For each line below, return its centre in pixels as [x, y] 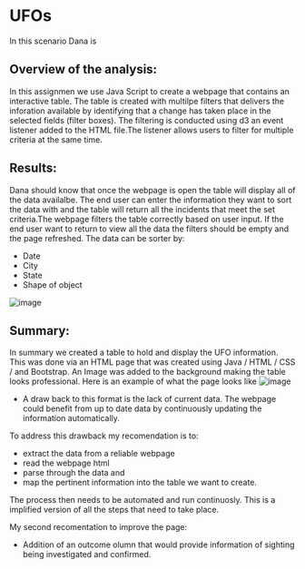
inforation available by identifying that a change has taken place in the [140, 111]
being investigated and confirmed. [87, 554]
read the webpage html [66, 463]
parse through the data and [74, 473]
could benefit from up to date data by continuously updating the [142, 408]
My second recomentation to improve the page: [98, 527]
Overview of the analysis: [83, 69]
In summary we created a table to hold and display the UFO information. [144, 353]
